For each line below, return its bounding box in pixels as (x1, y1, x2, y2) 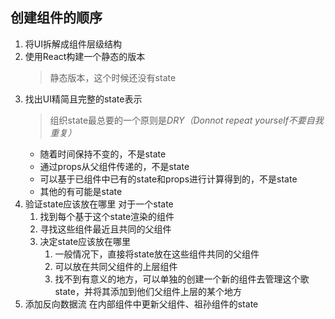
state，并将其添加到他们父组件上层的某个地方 (54, 285, 242, 297)
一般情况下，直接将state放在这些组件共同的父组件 (54, 248, 260, 260)
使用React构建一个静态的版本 (24, 50, 146, 62)
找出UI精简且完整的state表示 (24, 93, 143, 105)
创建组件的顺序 (10, 9, 103, 27)
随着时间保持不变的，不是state (39, 148, 167, 160)
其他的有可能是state (39, 185, 123, 197)
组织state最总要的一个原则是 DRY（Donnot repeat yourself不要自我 (49, 114, 324, 126)
